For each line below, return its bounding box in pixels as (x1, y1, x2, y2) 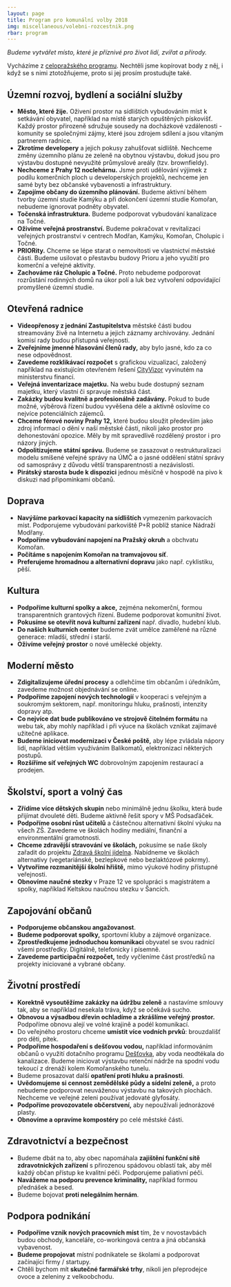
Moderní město (7, 659, 74, 671)
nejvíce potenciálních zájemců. (17, 409, 106, 417)
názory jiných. (17, 439, 57, 447)
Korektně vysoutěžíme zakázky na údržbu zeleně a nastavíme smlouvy (17, 998, 224, 1006)
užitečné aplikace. (17, 729, 70, 738)
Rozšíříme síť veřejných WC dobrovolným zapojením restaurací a (17, 759, 204, 767)
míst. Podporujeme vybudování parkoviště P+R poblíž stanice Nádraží (17, 521, 216, 529)
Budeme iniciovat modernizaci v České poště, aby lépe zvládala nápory (17, 737, 225, 745)
